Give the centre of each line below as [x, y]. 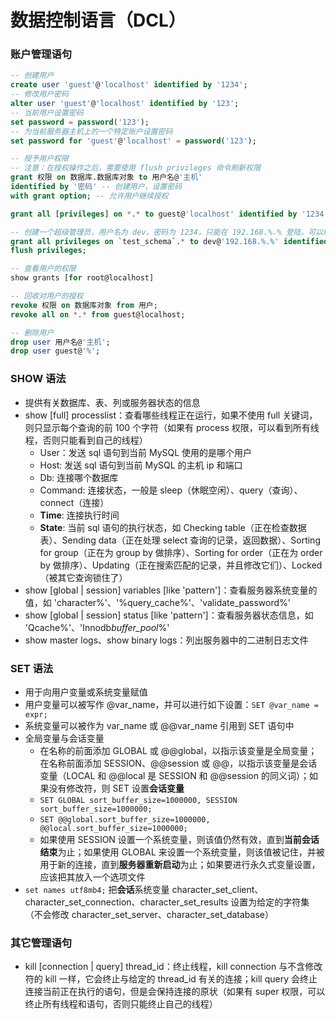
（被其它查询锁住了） [83, 577]
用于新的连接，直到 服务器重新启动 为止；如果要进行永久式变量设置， [180, 864]
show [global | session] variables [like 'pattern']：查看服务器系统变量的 [171, 590]
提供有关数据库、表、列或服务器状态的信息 [112, 402]
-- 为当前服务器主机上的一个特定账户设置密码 [91, 131]
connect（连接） [74, 502]
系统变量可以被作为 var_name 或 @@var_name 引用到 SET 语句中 [159, 725]
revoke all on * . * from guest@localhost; [98, 314]
